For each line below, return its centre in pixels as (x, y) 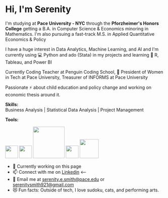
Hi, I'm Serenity (38, 9)
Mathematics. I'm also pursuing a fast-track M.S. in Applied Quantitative (80, 34)
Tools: (12, 119)
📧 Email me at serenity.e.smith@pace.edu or (59, 179)
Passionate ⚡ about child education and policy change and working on (78, 87)
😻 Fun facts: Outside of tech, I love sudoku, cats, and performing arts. (86, 190)
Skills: (12, 104)
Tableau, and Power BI (29, 62)
